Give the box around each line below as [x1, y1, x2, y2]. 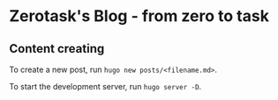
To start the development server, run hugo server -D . [9, 82, 202, 91]
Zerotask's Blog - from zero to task [9, 6, 269, 26]
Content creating [9, 41, 105, 56]
